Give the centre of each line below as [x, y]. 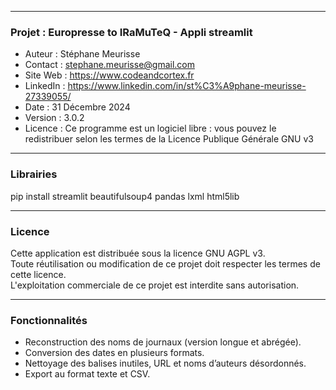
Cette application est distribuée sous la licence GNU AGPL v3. [138, 253]
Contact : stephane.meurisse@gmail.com [110, 65]
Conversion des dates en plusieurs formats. [114, 353]
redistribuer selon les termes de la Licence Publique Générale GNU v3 [169, 139]
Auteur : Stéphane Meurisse [82, 54]
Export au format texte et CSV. [87, 374]
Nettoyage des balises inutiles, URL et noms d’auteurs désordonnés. [165, 363]
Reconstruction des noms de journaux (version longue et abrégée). [163, 342]
